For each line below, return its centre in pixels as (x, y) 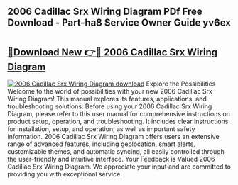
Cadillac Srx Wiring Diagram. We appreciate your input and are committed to (119, 167)
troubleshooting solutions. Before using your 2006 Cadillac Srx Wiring (110, 106)
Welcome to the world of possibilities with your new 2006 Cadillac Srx (110, 91)
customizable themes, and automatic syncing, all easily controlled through (116, 151)
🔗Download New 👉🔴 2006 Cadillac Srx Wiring (113, 52)
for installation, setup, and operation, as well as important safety (101, 129)
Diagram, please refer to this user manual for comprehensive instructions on (119, 114)
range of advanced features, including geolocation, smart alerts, (101, 144)
